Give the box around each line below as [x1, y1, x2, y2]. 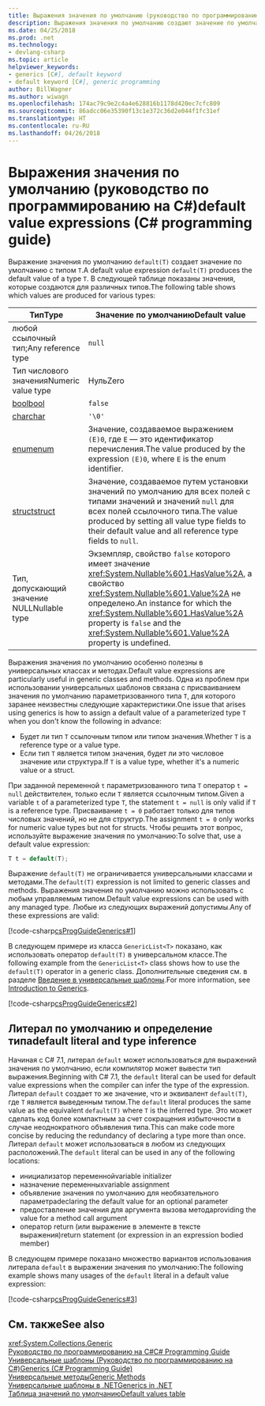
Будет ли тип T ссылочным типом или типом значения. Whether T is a [19, 731, 252, 741]
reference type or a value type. [19, 740, 121, 749]
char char [12, 411, 46, 422]
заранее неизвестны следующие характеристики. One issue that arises [8, 699, 246, 709]
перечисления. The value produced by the [88, 443, 246, 454]
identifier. [88, 463, 124, 474]
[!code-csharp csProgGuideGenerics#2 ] [8, 999, 138, 1009]
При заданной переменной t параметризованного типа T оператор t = [8, 780, 248, 790]
